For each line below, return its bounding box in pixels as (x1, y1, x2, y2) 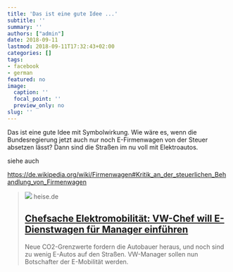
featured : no (7, 75, 46, 83)
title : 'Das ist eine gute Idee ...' (7, 10, 118, 18)
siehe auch (7, 156, 39, 165)
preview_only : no (13, 102, 65, 109)
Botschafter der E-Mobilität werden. (24, 257, 129, 266)
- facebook (7, 63, 39, 70)
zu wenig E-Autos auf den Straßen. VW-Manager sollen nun (24, 249, 199, 258)
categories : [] (7, 50, 52, 57)
